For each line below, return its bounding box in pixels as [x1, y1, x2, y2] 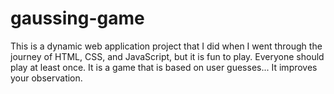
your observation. [10, 72, 83, 84]
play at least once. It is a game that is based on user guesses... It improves [10, 61, 318, 73]
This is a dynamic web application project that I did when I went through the [10, 40, 323, 52]
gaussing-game [10, 7, 145, 30]
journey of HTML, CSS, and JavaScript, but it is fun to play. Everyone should [10, 50, 325, 62]
